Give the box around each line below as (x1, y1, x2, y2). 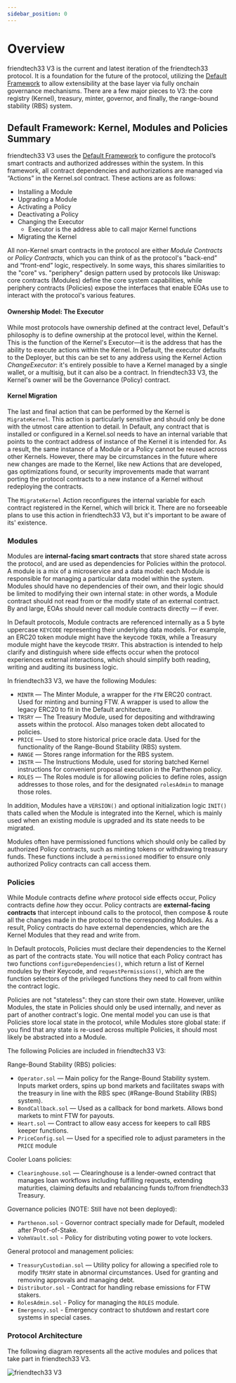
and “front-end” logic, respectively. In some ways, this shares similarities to (7, 262, 225, 270)
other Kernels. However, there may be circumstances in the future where (7, 452, 218, 460)
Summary (7, 133, 51, 145)
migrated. (7, 824, 35, 832)
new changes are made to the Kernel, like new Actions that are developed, (7, 460, 223, 468)
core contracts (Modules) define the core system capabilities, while (7, 276, 202, 285)
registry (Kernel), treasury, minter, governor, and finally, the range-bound (7, 94, 219, 102)
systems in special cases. (17, 1313, 92, 1322)
